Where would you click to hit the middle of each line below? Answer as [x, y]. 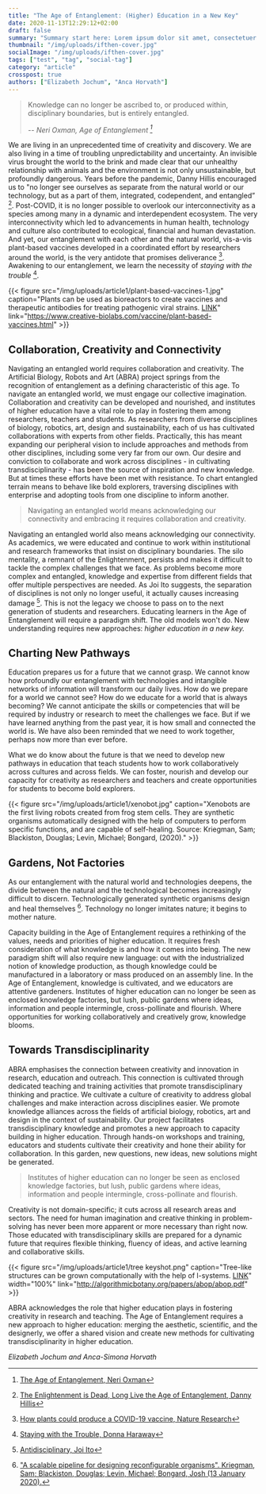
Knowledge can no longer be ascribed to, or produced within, [128, 105]
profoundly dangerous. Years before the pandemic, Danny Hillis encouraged [133, 179]
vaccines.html [31, 325]
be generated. [31, 1162]
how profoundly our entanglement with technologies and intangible [118, 681]
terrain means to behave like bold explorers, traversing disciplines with [123, 486]
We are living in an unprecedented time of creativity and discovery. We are [130, 145]
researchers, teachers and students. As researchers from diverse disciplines [133, 419]
